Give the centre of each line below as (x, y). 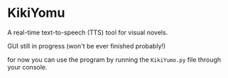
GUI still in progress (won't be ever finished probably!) (87, 46)
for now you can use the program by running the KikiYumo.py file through (114, 59)
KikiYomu (36, 13)
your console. (27, 67)
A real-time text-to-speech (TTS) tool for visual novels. (88, 32)
